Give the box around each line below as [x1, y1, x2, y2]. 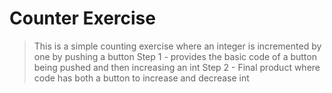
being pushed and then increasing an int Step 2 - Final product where [33, 61, 321, 73]
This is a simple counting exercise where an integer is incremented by [33, 40, 322, 52]
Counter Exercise [9, 7, 156, 30]
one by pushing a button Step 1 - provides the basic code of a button [33, 50, 317, 62]
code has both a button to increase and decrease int [33, 72, 250, 84]
